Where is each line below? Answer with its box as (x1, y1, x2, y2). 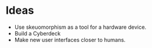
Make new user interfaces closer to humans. (14, 36, 126, 43)
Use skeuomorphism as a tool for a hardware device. (14, 23, 147, 31)
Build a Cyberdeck (14, 29, 61, 37)
